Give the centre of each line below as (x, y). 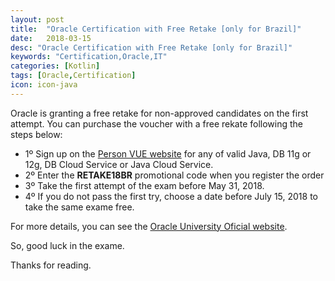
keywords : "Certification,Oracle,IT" (89, 57)
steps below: (36, 134)
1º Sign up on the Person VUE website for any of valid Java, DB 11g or (168, 153)
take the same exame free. (79, 207)
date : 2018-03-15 (51, 38)
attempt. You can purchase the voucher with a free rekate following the (157, 123)
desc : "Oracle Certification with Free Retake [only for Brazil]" (151, 47)
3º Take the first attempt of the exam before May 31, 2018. (144, 185)
